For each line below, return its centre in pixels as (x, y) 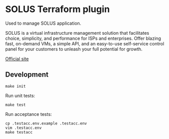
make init (16, 86)
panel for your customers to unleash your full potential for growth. (74, 49)
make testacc (19, 132)
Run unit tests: (20, 95)
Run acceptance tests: (29, 114)
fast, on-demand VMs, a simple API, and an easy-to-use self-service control (85, 43)
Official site (17, 58)
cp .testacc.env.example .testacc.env (46, 123)
